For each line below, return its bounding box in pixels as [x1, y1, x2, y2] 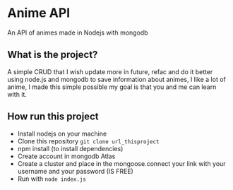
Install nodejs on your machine [17, 129, 107, 138]
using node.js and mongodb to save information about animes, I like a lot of [7, 75, 226, 83]
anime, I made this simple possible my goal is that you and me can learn [7, 83, 217, 91]
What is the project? [7, 49, 98, 61]
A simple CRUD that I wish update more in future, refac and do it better [7, 67, 213, 76]
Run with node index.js [17, 174, 87, 183]
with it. [7, 90, 27, 98]
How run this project [7, 111, 99, 123]
